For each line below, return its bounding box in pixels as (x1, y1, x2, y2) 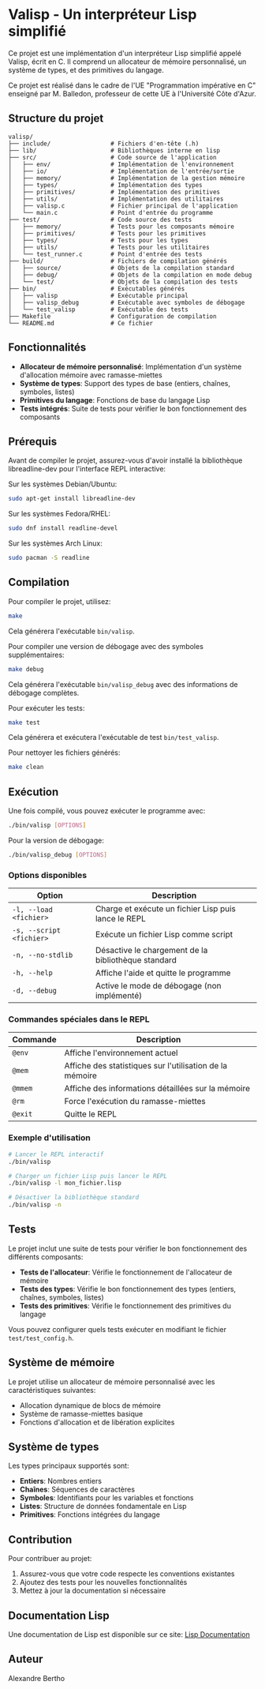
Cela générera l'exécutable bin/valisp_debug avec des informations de (8, 679, 238, 689)
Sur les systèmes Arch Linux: (8, 539, 103, 548)
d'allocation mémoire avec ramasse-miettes (19, 370, 163, 380)
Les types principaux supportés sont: (8, 1461, 129, 1470)
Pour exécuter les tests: (8, 703, 85, 712)
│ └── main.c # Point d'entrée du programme (8, 208, 214, 216)
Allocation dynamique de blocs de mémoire (19, 1400, 162, 1410)
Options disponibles (8, 869, 88, 880)
